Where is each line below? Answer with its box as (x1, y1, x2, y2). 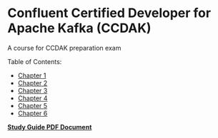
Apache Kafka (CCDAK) (7, 20, 152, 36)
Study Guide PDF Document (7, 122, 92, 131)
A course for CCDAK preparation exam (7, 43, 122, 52)
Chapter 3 (17, 86, 48, 95)
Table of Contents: (7, 57, 62, 65)
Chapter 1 (17, 71, 46, 80)
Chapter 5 (17, 101, 48, 110)
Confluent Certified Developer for (7, 5, 212, 21)
